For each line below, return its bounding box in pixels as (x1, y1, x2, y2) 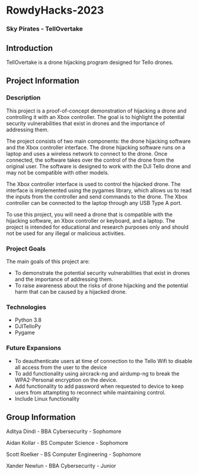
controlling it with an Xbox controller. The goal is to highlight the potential (6, 113, 185, 120)
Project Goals (6, 244, 46, 252)
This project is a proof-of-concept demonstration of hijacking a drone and (6, 107, 187, 114)
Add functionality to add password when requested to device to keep (14, 383, 184, 390)
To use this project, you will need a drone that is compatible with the (6, 211, 173, 218)
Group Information (6, 412, 76, 422)
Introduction (6, 43, 53, 53)
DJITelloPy (14, 323, 41, 330)
